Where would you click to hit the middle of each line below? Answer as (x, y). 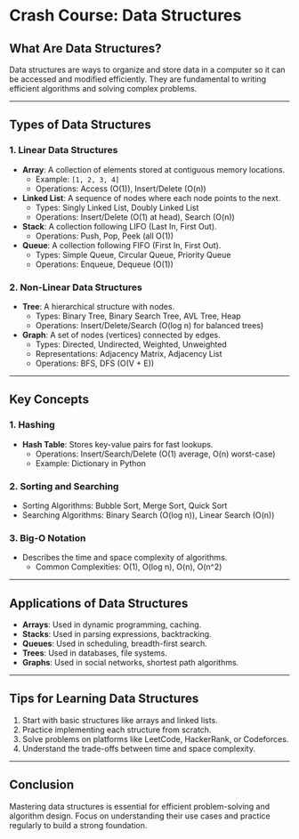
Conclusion (42, 785)
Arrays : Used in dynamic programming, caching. (112, 625)
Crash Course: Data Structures (125, 16)
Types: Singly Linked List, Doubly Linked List (117, 207)
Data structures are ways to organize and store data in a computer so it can (148, 69)
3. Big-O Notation (48, 537)
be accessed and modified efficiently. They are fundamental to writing (138, 79)
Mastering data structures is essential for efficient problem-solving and (140, 806)
